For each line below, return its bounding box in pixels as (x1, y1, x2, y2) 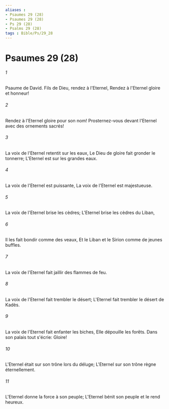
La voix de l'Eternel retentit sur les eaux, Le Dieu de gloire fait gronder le (5, 150, 155, 156)
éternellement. (5, 367, 35, 373)
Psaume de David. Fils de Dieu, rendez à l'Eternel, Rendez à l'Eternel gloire (5, 85, 160, 91)
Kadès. (5, 302, 20, 308)
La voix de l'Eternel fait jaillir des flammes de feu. (5, 269, 107, 275)
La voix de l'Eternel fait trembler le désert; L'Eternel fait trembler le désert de (5, 296, 164, 302)
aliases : (5, 7, 26, 13)
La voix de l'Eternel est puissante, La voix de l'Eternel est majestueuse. (5, 182, 153, 188)
